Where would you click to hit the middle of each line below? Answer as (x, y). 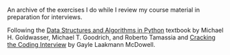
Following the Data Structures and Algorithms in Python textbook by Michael (115, 30)
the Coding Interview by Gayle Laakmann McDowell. (81, 44)
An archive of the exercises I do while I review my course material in (104, 10)
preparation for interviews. (45, 17)
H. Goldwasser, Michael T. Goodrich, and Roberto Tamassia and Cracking (111, 37)
